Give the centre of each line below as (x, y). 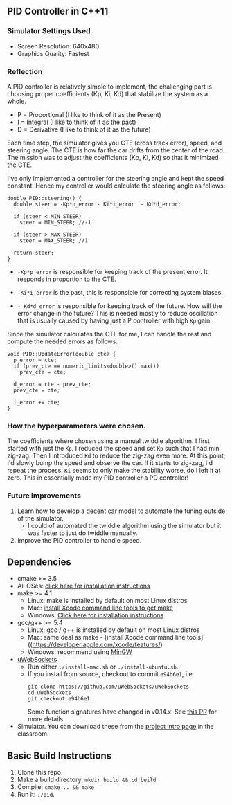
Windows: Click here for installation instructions (96, 615)
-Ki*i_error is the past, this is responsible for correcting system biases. (120, 292)
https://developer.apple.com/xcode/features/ (96, 645)
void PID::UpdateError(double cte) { (62, 354)
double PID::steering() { (44, 198)
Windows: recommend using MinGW (80, 652)
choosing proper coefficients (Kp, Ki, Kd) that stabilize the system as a (108, 93)
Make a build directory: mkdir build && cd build (87, 780)
